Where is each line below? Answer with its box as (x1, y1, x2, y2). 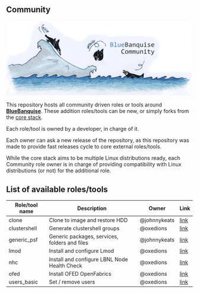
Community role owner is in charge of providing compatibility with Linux (6, 161, 182, 168)
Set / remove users (49, 278, 95, 286)
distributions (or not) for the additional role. (6, 167, 111, 174)
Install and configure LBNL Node (49, 256, 129, 263)
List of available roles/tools (6, 184, 108, 194)
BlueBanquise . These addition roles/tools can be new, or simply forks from (6, 108, 190, 115)
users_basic (8, 278, 38, 286)
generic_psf (8, 236, 38, 243)
